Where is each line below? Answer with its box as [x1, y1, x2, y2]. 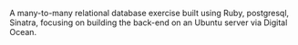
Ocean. [9, 27, 37, 37]
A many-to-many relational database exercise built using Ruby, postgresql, [9, 8, 290, 18]
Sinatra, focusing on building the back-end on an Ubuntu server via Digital [9, 17, 288, 28]
